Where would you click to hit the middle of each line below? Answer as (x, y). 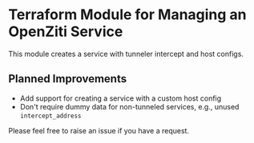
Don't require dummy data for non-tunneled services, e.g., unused (129, 106)
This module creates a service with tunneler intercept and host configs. (126, 54)
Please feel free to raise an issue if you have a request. (99, 130)
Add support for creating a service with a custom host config (121, 98)
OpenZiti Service (66, 32)
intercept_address (50, 116)
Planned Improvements (67, 79)
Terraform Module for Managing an (127, 15)
